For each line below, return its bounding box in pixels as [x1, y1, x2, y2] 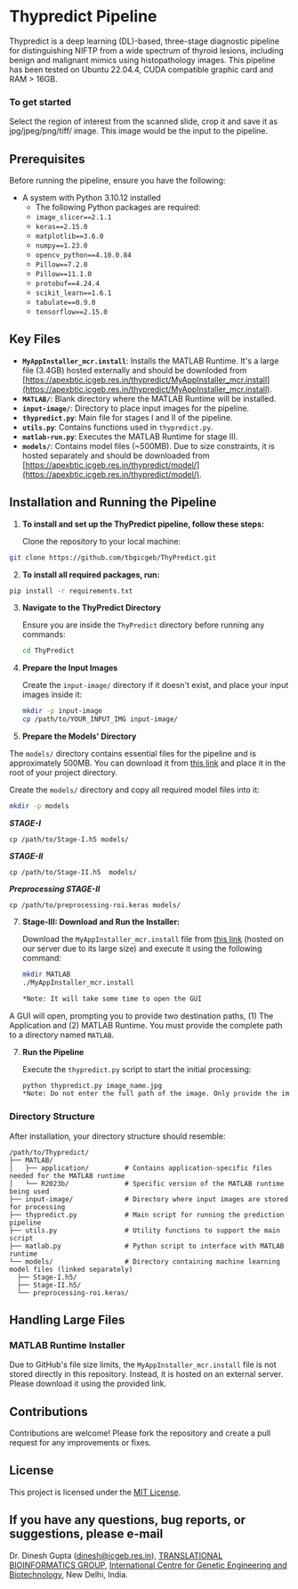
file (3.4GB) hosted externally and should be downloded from [21, 364, 247, 375]
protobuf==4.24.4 [35, 279, 101, 289]
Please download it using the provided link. [9, 1379, 167, 1389]
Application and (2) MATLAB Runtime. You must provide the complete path [9, 1020, 283, 1030]
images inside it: [21, 689, 83, 700]
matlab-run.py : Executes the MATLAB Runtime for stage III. [21, 430, 238, 442]
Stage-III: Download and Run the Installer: [21, 916, 181, 927]
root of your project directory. [9, 767, 118, 778]
